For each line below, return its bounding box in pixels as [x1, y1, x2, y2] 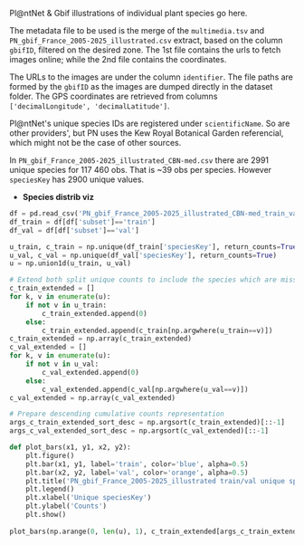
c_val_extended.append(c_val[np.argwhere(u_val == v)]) [42, 385, 249, 394]
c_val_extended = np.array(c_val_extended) [9, 393, 176, 402]
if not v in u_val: [25, 359, 100, 368]
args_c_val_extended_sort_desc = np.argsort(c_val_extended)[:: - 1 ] [9, 426, 270, 435]
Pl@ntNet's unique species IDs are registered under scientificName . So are [9, 118, 290, 129]
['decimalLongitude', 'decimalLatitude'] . [9, 100, 170, 111]
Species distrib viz [22, 192, 95, 202]
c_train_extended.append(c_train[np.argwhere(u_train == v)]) [42, 326, 273, 335]
